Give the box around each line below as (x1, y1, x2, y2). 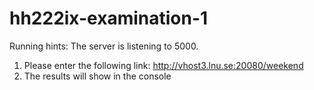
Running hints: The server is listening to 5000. (9, 40, 199, 52)
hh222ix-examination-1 (9, 7, 209, 30)
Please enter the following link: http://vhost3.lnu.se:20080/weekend (23, 59, 304, 71)
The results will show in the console (23, 70, 172, 82)
